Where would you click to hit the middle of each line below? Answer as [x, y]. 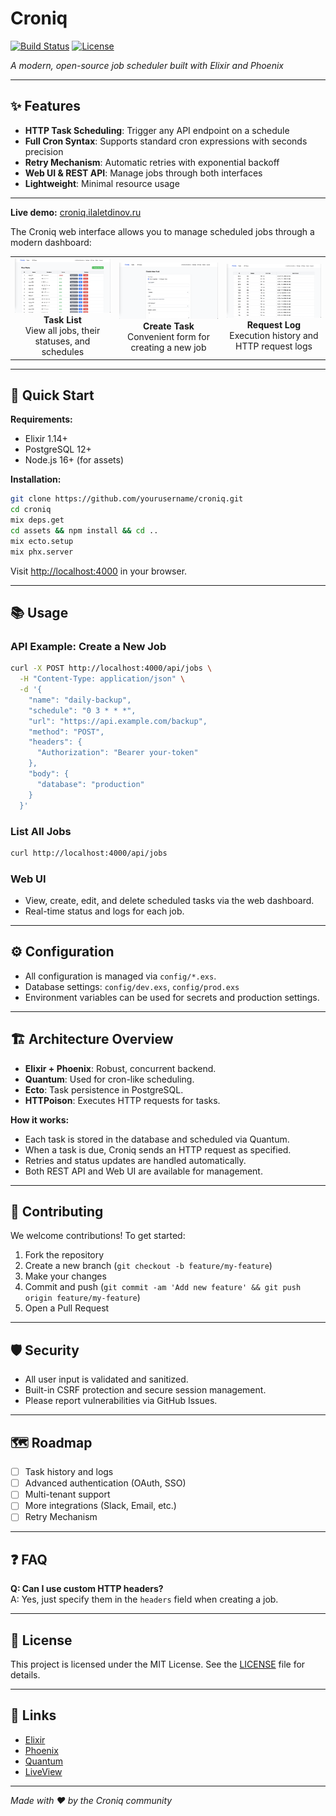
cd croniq [31, 510]
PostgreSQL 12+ [58, 449]
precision [44, 151]
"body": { [49, 774]
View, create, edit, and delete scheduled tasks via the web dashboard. [169, 901]
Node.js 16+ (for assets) [74, 460]
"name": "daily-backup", [80, 700]
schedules [63, 352]
